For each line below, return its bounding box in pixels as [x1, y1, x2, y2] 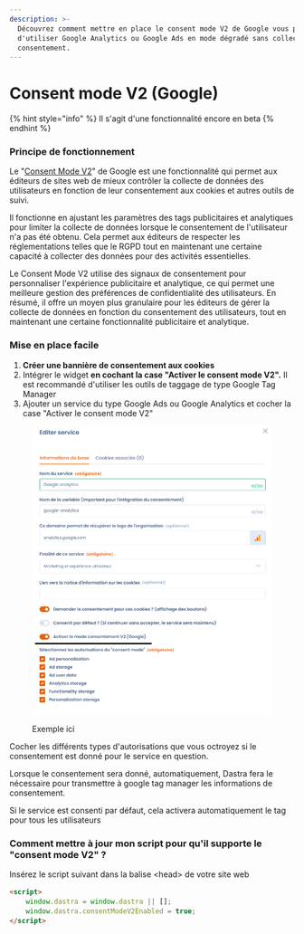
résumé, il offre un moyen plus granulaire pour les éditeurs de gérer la [9, 297, 270, 308]
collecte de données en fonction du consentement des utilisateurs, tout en [9, 307, 287, 318]
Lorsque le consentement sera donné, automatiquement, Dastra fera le [9, 767, 273, 778]
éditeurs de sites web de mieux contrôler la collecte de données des [9, 176, 264, 186]
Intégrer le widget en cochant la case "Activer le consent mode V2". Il [22, 369, 288, 380]
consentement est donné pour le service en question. [9, 750, 209, 761]
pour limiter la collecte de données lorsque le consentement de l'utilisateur [9, 222, 288, 233]
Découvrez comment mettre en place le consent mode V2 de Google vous [17, 24, 290, 33]
